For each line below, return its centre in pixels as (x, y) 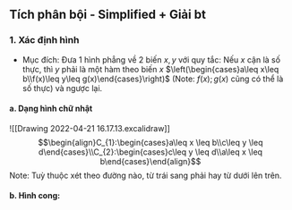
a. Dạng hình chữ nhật (51, 109)
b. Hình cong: (35, 196)
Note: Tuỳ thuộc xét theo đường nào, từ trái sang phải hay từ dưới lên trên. (146, 175)
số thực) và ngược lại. (62, 88)
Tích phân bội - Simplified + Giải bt (107, 15)
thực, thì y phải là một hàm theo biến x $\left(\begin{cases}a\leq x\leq (150, 69)
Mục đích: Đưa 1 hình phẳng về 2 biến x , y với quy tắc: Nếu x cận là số (151, 59)
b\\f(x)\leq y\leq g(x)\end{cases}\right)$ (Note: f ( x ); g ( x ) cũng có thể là (153, 79)
